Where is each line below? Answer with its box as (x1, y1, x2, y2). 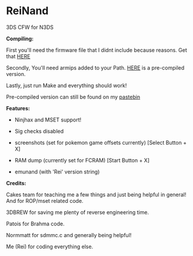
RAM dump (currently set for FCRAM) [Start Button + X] (14, 156, 150, 163)
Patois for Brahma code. (6, 220, 65, 227)
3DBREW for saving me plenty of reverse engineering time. (6, 208, 149, 216)
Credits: (6, 179, 26, 186)
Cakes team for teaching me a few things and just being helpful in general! (6, 191, 187, 198)
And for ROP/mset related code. (6, 197, 84, 204)
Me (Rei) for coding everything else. (6, 243, 94, 250)
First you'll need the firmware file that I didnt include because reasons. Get (6, 46, 187, 54)
